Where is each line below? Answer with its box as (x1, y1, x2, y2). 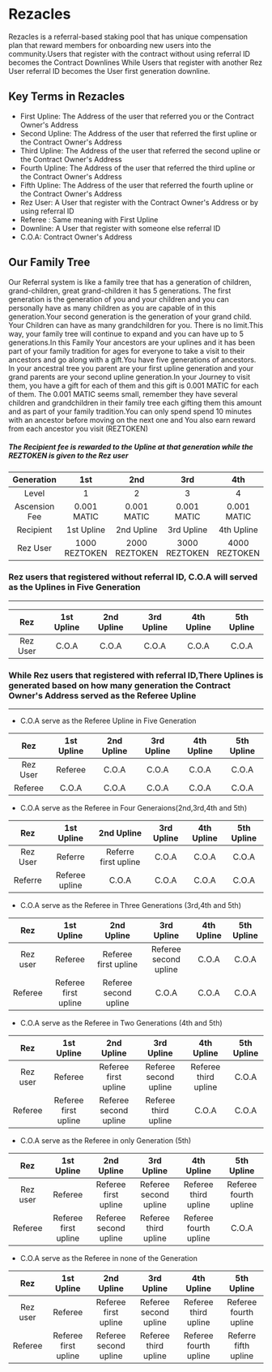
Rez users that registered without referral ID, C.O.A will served (8, 571, 258, 583)
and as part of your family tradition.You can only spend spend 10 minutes (8, 406, 253, 416)
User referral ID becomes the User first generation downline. (8, 66, 210, 75)
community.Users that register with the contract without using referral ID (8, 49, 251, 58)
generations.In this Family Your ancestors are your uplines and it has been (8, 338, 256, 347)
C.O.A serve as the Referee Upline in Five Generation (19, 716, 197, 726)
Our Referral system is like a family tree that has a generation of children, (8, 277, 252, 286)
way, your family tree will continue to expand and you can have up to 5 (8, 329, 244, 338)
